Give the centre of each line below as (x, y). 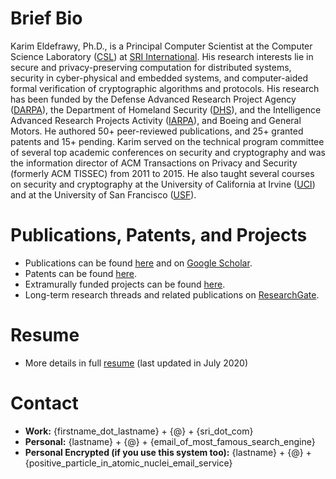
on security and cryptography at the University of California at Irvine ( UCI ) (163, 184)
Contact (44, 403)
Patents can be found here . (81, 273)
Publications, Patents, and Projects (159, 235)
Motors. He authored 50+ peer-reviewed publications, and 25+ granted (157, 131)
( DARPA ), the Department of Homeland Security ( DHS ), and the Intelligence (166, 109)
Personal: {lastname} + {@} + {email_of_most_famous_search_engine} (170, 441)
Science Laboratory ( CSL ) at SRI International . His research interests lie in (162, 56)
